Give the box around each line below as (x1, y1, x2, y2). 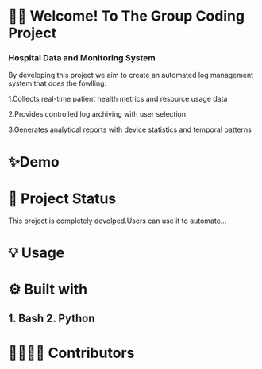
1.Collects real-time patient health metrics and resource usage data (8, 94, 228, 104)
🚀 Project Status (8, 190, 117, 207)
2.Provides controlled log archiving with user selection (8, 110, 187, 119)
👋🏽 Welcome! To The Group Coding (8, 7, 245, 25)
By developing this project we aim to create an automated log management (8, 71, 254, 80)
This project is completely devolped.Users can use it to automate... (8, 216, 227, 225)
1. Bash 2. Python (8, 312, 95, 325)
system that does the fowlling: (8, 79, 107, 88)
